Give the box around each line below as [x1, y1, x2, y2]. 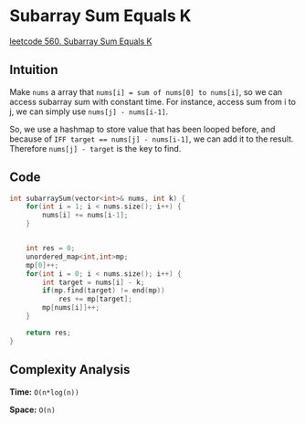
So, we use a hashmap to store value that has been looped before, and [9, 123, 276, 134]
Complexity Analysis [9, 362, 131, 377]
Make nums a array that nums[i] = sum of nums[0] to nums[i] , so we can [9, 86, 283, 97]
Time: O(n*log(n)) [9, 386, 79, 397]
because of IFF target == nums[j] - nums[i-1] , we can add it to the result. [9, 133, 294, 144]
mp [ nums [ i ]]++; [42, 303, 100, 313]
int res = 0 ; [26, 244, 76, 253]
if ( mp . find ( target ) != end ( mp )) [42, 286, 166, 295]
